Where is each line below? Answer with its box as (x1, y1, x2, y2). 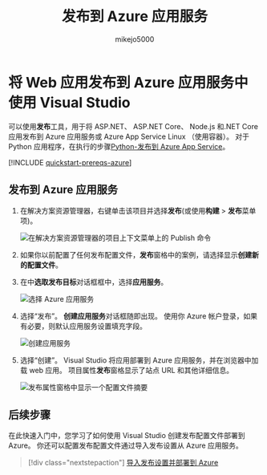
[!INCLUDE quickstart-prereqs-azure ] (8, 157, 132, 167)
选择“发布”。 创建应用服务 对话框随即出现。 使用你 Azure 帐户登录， (19, 311, 244, 321)
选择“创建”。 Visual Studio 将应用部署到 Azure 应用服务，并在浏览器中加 (19, 355, 259, 365)
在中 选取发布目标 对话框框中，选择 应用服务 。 (19, 277, 168, 286)
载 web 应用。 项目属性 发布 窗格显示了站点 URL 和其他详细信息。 (19, 365, 234, 375)
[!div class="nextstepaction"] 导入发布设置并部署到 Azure (27, 458, 219, 468)
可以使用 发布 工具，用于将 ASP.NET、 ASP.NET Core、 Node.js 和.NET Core (8, 121, 259, 131)
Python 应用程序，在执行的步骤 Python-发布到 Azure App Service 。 (8, 141, 230, 151)
